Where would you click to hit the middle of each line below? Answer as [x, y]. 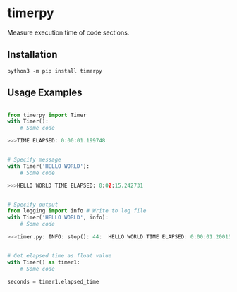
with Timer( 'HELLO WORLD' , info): [58, 218]
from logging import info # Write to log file [77, 211]
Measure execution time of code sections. [68, 32]
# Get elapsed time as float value [60, 255]
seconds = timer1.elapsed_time [53, 281]
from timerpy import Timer [47, 115]
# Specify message [34, 160]
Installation [32, 55]
